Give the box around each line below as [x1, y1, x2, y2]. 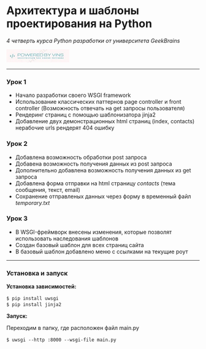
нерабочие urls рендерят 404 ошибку [15, 124, 115, 132]
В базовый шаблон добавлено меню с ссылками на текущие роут [15, 248, 188, 255]
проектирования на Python [6, 17, 152, 31]
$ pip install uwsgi [6, 296, 59, 302]
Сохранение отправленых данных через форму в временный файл [15, 193, 191, 200]
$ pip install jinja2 [6, 302, 62, 308]
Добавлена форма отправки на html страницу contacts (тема [15, 179, 176, 187]
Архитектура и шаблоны [6, 4, 140, 18]
